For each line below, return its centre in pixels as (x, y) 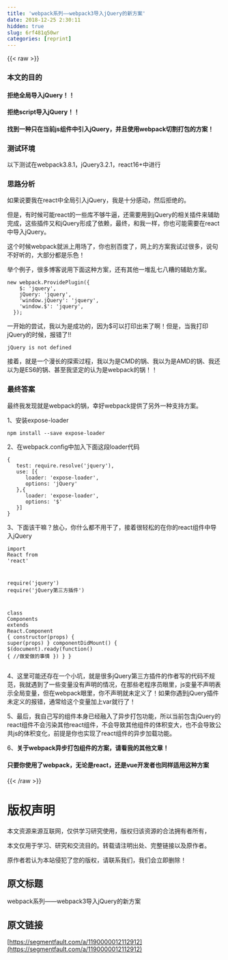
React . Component (30, 631)
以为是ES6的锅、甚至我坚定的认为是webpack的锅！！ (83, 370)
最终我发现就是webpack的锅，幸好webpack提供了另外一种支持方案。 (105, 406)
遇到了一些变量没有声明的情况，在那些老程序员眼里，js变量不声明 (123, 685)
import (16, 549)
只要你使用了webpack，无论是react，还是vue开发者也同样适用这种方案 (108, 765)
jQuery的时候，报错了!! (39, 335)
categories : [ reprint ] (39, 39)
